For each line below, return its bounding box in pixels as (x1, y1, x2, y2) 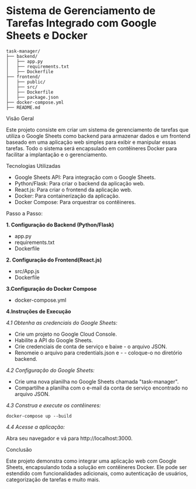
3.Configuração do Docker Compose (6, 285, 97, 292)
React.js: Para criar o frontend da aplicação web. (14, 186, 133, 193)
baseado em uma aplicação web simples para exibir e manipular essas (6, 139, 177, 146)
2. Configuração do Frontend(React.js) (6, 256, 102, 263)
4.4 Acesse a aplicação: (6, 423, 66, 431)
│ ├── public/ (6, 79, 46, 85)
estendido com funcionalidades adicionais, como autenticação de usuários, (6, 470, 188, 477)
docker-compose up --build (6, 413, 72, 419)
